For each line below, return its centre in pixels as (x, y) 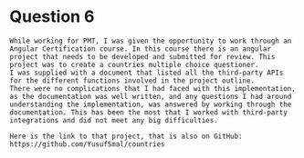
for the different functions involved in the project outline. (132, 80)
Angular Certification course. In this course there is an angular (141, 49)
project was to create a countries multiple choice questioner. (134, 64)
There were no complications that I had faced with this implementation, (153, 88)
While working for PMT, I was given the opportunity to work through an (151, 41)
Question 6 (52, 17)
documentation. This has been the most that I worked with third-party (148, 112)
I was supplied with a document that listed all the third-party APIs (147, 73)
